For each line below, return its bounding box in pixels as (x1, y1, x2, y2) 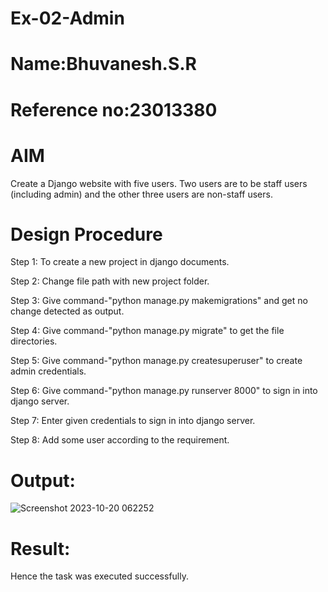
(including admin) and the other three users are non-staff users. (10, 188, 273, 200)
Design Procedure (10, 223, 163, 246)
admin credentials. (10, 365, 87, 377)
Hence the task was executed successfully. (10, 570, 189, 582)
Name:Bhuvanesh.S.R (10, 53, 197, 76)
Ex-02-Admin (10, 7, 125, 30)
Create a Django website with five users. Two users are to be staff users (10, 177, 308, 189)
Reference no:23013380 (10, 98, 218, 121)
